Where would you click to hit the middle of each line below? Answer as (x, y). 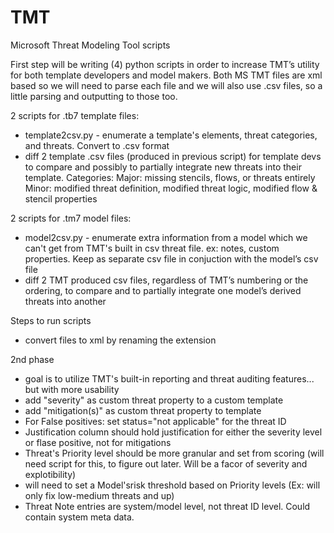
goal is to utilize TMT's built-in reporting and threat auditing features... (169, 378)
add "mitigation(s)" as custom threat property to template (143, 410)
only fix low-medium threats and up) (99, 495)
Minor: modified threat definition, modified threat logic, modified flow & (171, 188)
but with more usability (72, 389)
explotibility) (50, 474)
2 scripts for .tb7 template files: (75, 115)
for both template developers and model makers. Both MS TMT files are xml (166, 75)
